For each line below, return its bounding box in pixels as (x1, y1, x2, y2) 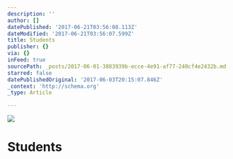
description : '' (7, 10, 55, 18)
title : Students (7, 37, 55, 44)
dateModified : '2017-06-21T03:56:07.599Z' (7, 30, 135, 37)
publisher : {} (7, 43, 50, 50)
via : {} (7, 50, 30, 57)
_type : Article (7, 89, 52, 96)
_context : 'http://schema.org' (7, 83, 100, 90)
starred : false (7, 69, 52, 76)
